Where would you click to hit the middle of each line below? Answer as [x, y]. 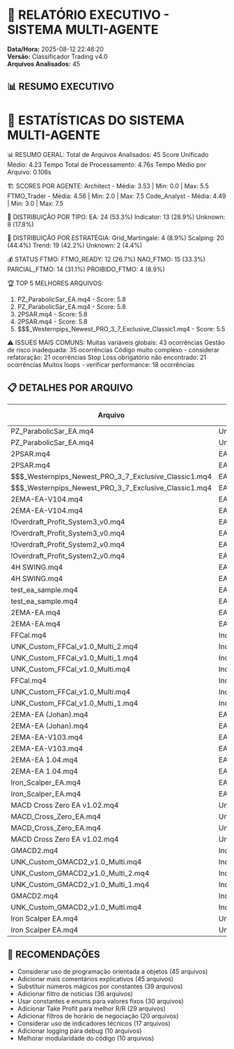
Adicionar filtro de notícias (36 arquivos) [75, 993]
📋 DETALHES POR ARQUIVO [70, 387]
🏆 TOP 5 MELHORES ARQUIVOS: [55, 283]
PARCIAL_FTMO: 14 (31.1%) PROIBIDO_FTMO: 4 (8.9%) [86, 269]
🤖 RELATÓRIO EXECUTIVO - [88, 15]
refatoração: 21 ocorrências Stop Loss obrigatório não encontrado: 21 [107, 357]
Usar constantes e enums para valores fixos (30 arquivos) [101, 1001]
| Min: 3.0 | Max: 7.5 [36, 204]
